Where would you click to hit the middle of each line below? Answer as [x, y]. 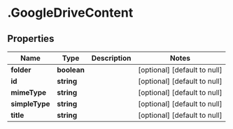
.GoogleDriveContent [70, 13]
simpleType [30, 104]
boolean [71, 70]
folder [21, 70]
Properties [31, 39]
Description [111, 58]
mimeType [29, 92]
